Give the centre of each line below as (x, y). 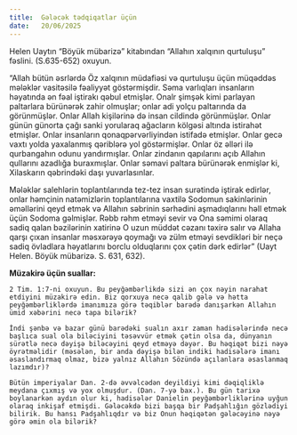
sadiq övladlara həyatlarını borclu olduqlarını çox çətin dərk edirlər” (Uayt (143, 246)
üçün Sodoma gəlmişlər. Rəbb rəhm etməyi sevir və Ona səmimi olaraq (139, 218)
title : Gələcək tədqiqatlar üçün (73, 17)
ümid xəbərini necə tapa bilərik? (73, 312)
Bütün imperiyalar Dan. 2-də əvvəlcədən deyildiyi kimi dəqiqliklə (137, 383)
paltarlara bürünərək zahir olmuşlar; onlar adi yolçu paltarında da (128, 106)
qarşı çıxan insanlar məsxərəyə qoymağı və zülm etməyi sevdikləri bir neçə (146, 237)
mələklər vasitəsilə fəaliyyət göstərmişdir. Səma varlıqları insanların (132, 87)
